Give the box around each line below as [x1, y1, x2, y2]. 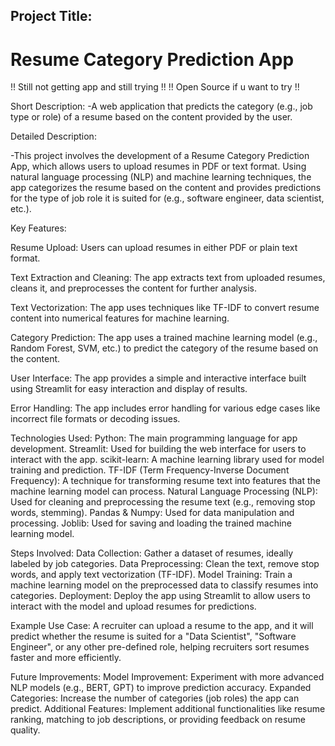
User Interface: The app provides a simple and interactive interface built [10, 372, 307, 384]
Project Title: [10, 8, 93, 25]
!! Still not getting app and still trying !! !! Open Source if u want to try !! [10, 81, 300, 93]
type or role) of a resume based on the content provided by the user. [10, 111, 293, 123]
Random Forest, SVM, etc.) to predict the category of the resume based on [10, 342, 319, 354]
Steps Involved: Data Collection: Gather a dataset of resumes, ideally [10, 547, 293, 559]
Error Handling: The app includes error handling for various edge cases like [10, 402, 321, 414]
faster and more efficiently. [10, 652, 122, 664]
